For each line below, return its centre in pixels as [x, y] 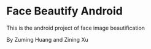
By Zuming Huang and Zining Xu [47, 39]
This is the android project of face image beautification [76, 28]
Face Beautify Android [64, 11]
